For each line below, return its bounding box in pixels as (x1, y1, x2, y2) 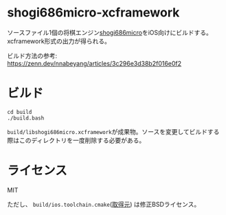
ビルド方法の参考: (7, 52, 58, 60)
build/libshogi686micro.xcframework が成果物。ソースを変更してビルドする (7, 127, 220, 135)
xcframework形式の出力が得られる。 (7, 36, 111, 45)
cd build (7, 109, 32, 115)
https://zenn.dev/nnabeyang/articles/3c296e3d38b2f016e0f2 (7, 59, 182, 67)
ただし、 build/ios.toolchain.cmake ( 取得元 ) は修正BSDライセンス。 (7, 200, 201, 208)
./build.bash (7, 115, 45, 122)
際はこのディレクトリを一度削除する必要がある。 (7, 136, 146, 144)
